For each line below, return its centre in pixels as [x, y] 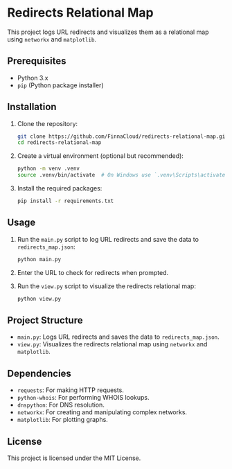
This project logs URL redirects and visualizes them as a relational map [108, 32]
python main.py [39, 259]
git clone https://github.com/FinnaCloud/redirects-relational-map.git [123, 136]
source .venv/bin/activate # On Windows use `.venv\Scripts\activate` [123, 175]
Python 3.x [33, 78]
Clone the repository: [47, 123]
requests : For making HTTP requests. [71, 390]
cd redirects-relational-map [59, 143]
